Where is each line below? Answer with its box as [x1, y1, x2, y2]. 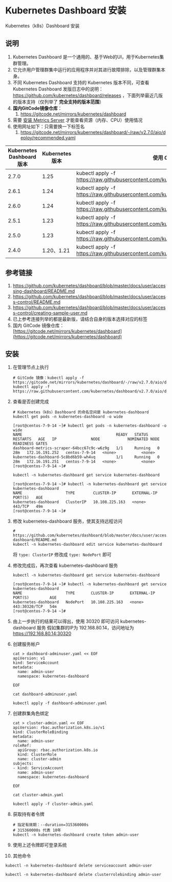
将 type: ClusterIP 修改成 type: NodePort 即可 [12, 551, 112, 558]
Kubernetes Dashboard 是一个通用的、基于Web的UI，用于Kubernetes [12, 53, 160, 60]
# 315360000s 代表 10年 [12, 828, 61, 833]
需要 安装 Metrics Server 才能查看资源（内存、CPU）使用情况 [12, 117, 143, 123]
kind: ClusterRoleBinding [12, 730, 68, 735]
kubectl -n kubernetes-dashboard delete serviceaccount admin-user [5, 863, 153, 868]
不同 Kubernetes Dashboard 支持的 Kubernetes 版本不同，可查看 [12, 79, 149, 85]
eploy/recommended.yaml [20, 135, 76, 141]
